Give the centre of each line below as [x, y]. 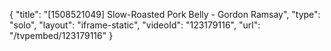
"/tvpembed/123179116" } [61, 35]
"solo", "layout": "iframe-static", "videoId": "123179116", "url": [135, 25]
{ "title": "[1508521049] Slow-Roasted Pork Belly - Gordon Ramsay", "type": [165, 14]
